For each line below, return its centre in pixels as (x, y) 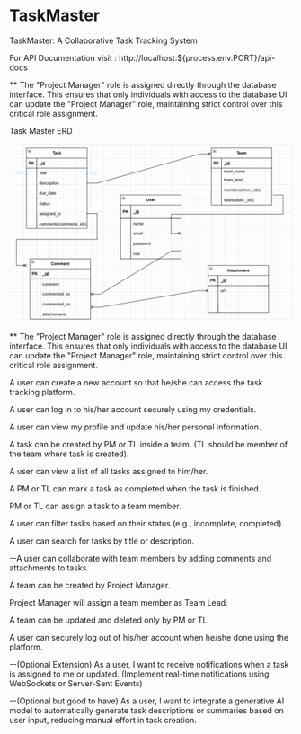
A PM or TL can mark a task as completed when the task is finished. (135, 488)
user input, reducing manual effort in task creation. (103, 720)
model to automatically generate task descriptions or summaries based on (147, 710)
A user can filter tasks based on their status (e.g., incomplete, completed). (147, 523)
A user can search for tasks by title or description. (102, 541)
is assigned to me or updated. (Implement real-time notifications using (139, 674)
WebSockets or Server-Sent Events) (76, 683)
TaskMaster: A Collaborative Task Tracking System (103, 40)
